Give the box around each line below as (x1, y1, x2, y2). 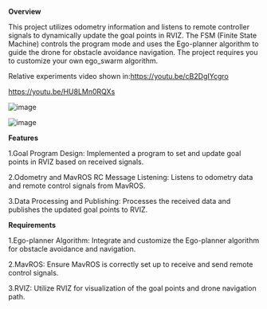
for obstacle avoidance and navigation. (8, 244, 136, 253)
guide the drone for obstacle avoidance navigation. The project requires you (8, 48, 258, 57)
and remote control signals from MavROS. (8, 181, 146, 190)
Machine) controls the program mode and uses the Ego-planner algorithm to (8, 39, 259, 49)
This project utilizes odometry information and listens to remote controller (8, 22, 249, 31)
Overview (8, 7, 41, 16)
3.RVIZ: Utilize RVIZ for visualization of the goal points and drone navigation (8, 284, 257, 293)
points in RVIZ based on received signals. (8, 157, 144, 166)
